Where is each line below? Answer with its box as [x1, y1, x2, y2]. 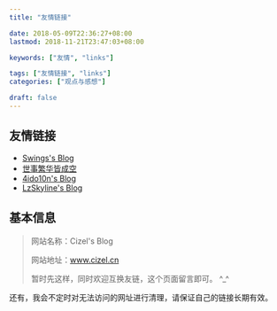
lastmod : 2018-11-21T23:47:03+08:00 [9, 37, 144, 46]
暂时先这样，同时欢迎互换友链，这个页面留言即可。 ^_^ [30, 273, 230, 284]
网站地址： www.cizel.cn [30, 254, 119, 265]
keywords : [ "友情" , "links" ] [9, 53, 114, 62]
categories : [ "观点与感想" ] [9, 77, 106, 87]
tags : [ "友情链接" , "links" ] [9, 69, 112, 78]
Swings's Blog [21, 152, 74, 163]
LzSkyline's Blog [21, 183, 83, 193]
